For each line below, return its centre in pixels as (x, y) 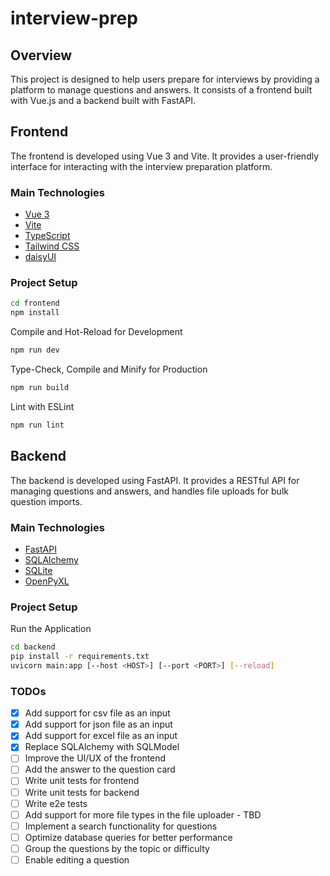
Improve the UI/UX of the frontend (95, 758)
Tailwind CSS (52, 246)
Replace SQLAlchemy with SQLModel (102, 747)
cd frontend (35, 303)
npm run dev (35, 350)
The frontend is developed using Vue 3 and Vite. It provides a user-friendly (165, 156)
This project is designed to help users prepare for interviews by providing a (165, 79)
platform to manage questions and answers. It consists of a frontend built (161, 90)
